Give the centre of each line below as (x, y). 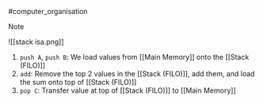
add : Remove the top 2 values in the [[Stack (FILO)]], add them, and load (137, 74)
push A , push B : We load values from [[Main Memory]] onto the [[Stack (134, 57)
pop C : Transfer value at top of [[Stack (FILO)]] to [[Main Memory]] (128, 90)
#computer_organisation (48, 11)
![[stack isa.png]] (36, 42)
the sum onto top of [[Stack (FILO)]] (78, 82)
